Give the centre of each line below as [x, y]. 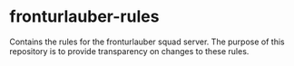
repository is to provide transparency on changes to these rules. [129, 51]
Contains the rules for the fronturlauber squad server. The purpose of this [147, 42]
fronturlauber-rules [84, 17]
